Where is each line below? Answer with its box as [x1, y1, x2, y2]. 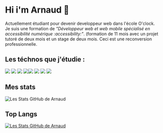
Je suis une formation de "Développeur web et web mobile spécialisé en [5, 25, 150, 31]
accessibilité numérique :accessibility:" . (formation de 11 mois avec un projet [5, 31, 159, 37]
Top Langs [5, 110, 37, 118]
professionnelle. [5, 41, 37, 47]
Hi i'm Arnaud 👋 [5, 4, 70, 16]
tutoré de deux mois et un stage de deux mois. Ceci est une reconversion [5, 36, 152, 42]
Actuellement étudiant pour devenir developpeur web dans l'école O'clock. [5, 20, 155, 26]
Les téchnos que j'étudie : [5, 56, 85, 64]
